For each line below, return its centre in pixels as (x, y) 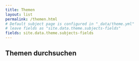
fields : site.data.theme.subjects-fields (50, 33)
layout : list (19, 14)
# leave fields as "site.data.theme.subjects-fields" (63, 28)
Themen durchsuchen (41, 53)
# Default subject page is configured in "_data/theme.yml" (70, 24)
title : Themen (20, 10)
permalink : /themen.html (31, 19)
